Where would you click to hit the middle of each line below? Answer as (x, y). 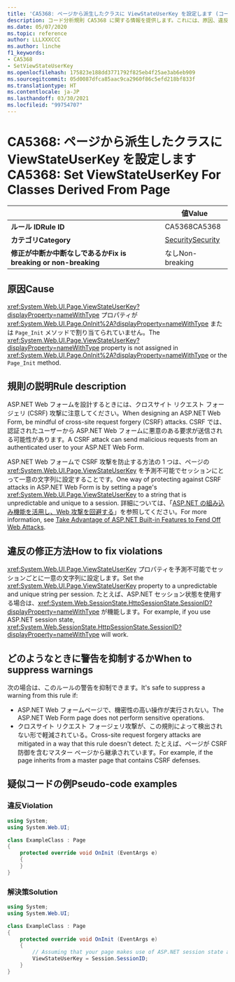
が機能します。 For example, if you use (156, 612)
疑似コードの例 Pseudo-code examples (92, 784)
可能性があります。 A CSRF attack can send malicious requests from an (115, 440)
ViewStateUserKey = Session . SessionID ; (91, 959)
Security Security (192, 239)
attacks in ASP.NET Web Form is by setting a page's (82, 487)
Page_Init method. (34, 363)
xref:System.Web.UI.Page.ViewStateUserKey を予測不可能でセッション (109, 471)
